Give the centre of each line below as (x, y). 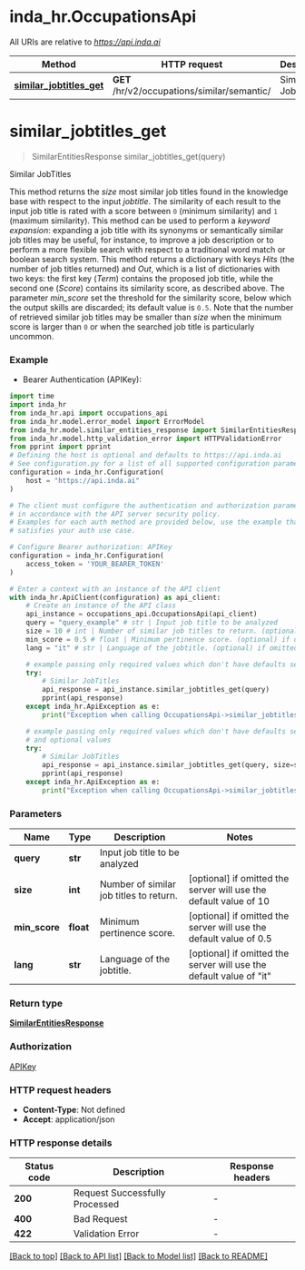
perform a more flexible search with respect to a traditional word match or (148, 249)
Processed (96, 1205)
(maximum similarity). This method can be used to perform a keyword (140, 221)
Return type (36, 1003)
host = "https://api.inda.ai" (83, 480)
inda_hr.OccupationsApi (103, 17)
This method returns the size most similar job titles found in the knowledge (149, 192)
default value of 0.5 (230, 939)
